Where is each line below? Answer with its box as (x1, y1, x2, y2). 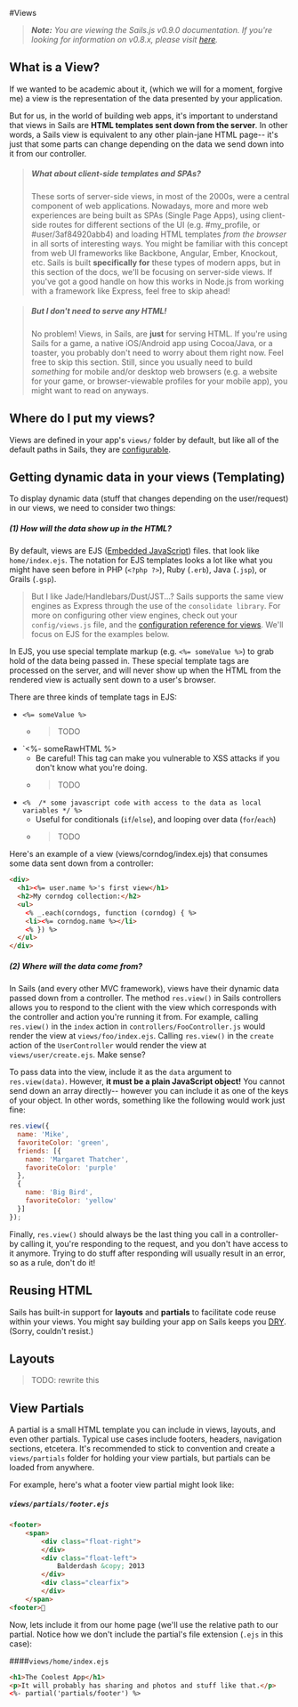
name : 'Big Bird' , (25, 1188, 93, 1197)
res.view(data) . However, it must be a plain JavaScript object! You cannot (9, 1076, 286, 1087)
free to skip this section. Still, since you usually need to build (30, 356, 254, 368)
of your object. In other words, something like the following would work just (9, 1095, 286, 1106)
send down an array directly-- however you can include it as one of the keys (9, 1086, 289, 1096)
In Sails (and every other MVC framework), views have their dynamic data (9, 983, 279, 994)
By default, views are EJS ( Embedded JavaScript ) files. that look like (9, 546, 260, 556)
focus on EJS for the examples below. (30, 629, 170, 640)
